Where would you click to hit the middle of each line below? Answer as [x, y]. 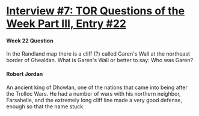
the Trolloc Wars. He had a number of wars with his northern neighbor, [94, 93]
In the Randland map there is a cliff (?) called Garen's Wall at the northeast [98, 54]
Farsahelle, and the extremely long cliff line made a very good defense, [94, 100]
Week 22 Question [30, 41]
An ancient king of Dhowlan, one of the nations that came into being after [97, 87]
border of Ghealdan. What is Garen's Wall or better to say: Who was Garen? [100, 60]
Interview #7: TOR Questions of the [96, 11]
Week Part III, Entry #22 [66, 24]
